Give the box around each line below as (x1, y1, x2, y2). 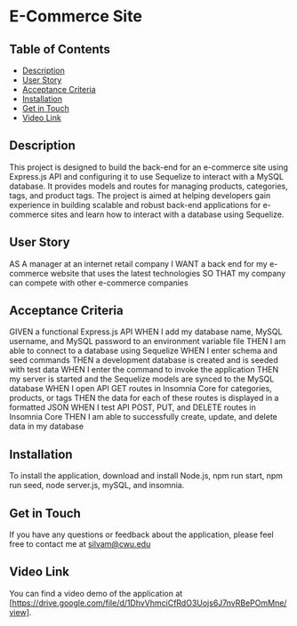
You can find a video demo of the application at (9, 588, 183, 598)
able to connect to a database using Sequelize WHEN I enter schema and (9, 345, 277, 357)
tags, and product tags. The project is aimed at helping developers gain (9, 189, 271, 201)
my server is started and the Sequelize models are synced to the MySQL (9, 373, 275, 384)
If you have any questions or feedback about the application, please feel (9, 529, 274, 540)
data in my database (9, 421, 84, 432)
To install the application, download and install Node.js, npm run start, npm (9, 470, 283, 481)
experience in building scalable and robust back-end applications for (9, 199, 261, 210)
